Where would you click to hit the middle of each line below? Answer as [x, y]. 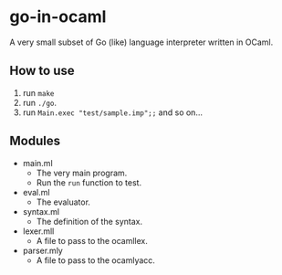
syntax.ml [41, 211]
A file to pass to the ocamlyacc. [95, 260]
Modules [35, 141]
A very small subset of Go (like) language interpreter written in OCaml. [141, 42]
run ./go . [40, 102]
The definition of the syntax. [89, 221]
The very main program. [82, 173]
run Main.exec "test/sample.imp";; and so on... [113, 112]
